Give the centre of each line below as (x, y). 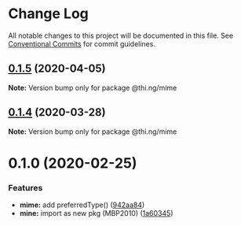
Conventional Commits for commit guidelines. (82, 43)
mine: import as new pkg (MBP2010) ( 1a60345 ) (96, 213)
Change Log (48, 14)
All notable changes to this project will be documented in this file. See (121, 35)
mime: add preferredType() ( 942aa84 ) (82, 205)
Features (26, 187)
